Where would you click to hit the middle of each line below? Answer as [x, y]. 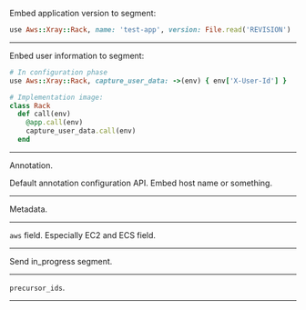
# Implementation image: [56, 97]
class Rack [30, 105]
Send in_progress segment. [61, 261]
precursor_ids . [37, 287]
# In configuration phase [58, 72]
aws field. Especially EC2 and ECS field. [83, 235]
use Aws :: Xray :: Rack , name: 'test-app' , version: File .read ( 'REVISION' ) [150, 30]
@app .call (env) [55, 123]
